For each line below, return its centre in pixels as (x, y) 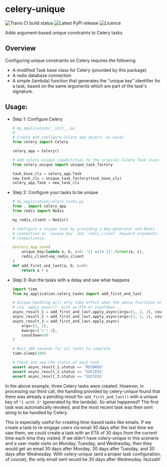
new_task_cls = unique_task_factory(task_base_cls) (67, 178)
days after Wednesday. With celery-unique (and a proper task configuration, (83, 454)
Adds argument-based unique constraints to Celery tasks (64, 32)
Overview (21, 48)
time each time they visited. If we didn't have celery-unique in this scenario (82, 438)
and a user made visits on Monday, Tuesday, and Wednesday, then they (79, 443)
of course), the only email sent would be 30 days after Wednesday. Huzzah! (83, 459)
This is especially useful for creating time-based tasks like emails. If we (78, 422)
